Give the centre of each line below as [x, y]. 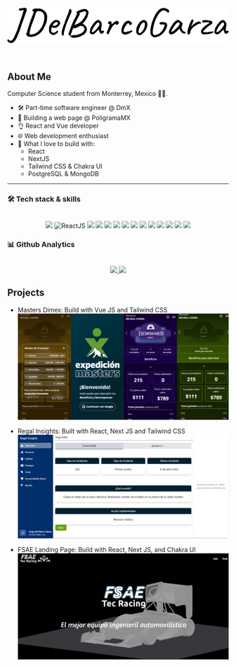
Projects [26, 293]
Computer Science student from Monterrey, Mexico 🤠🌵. [87, 94]
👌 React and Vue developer [58, 126]
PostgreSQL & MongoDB [64, 174]
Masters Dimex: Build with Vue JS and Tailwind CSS [92, 310]
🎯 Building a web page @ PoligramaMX [74, 118]
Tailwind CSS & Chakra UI [65, 166]
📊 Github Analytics [41, 244]
